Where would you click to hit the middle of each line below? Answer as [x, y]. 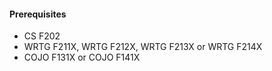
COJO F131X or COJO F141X [82, 57]
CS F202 [42, 36]
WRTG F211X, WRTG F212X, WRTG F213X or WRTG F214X [143, 47]
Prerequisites [38, 14]
